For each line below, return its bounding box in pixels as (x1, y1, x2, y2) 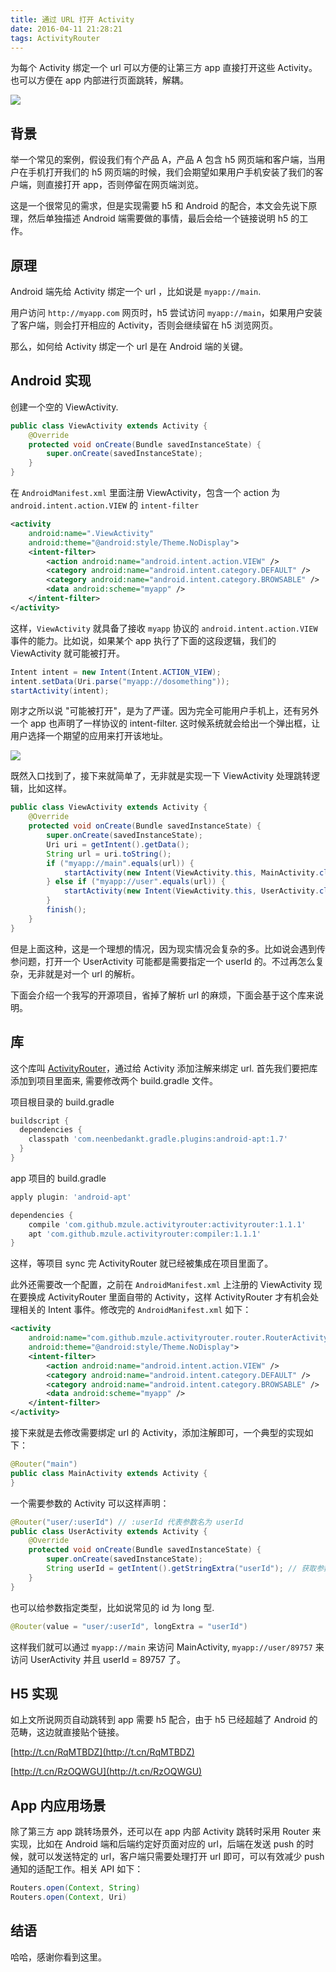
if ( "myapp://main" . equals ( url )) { (46, 858, 195, 868)
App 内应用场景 (10, 1797, 107, 1814)
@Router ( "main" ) (10, 1459, 78, 1469)
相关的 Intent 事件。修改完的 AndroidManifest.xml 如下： (18, 1304, 252, 1316)
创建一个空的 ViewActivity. (10, 401, 119, 413)
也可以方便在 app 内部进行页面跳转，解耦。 (10, 74, 189, 86)
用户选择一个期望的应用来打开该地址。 (10, 730, 168, 742)
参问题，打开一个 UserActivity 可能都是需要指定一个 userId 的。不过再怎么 (10, 955, 316, 967)
